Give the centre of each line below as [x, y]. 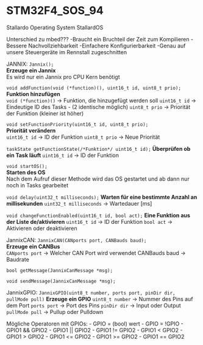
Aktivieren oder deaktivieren [42, 228]
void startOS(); [27, 166]
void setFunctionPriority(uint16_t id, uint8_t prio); [77, 124]
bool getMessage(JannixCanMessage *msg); [60, 270]
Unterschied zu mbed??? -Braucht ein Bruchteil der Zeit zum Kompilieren [98, 39]
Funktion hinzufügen [33, 94]
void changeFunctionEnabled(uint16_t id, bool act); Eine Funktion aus [98, 215]
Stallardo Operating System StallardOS [55, 27]
